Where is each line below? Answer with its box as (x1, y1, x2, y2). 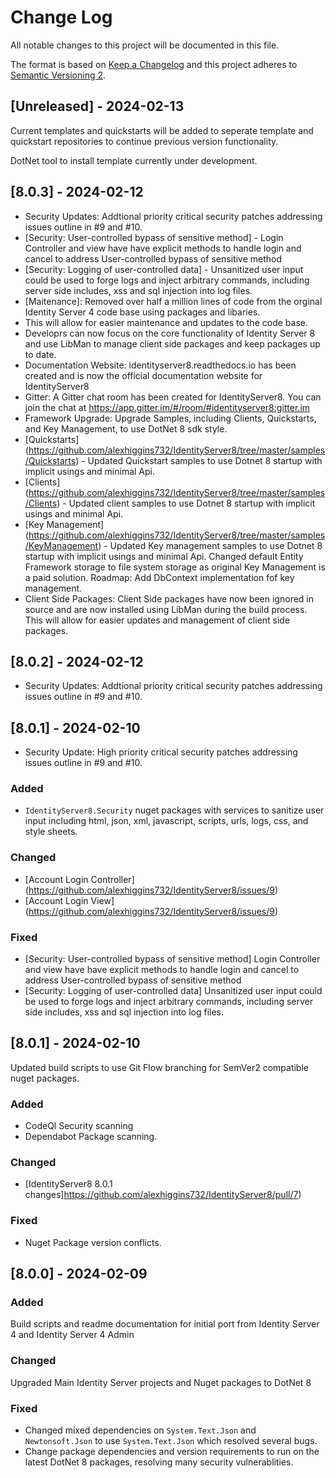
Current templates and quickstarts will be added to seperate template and (10, 124, 314, 136)
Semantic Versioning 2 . (10, 69, 107, 81)
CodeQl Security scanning (24, 1120, 134, 1132)
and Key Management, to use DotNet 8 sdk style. (24, 422, 228, 435)
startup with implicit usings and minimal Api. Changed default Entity (24, 550, 304, 562)
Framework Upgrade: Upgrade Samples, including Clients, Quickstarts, (24, 412, 317, 424)
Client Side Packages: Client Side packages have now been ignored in (24, 592, 315, 605)
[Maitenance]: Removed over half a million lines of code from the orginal (24, 295, 323, 307)
